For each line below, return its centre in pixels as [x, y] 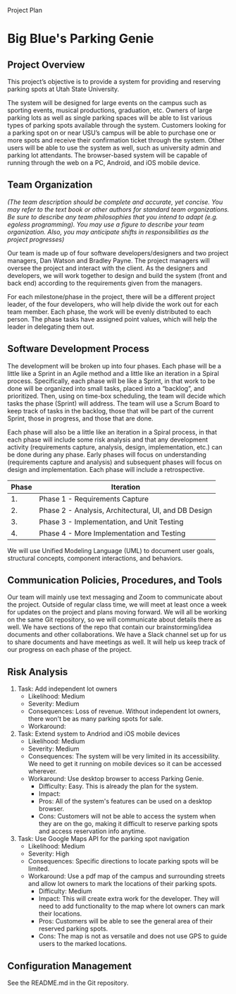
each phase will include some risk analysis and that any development [107, 440]
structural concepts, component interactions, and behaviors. [95, 558]
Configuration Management [70, 966]
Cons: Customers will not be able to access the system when [127, 816]
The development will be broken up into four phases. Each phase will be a [114, 365]
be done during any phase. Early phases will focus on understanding [107, 454]
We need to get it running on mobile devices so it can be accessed [125, 764]
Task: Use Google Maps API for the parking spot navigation [104, 839]
